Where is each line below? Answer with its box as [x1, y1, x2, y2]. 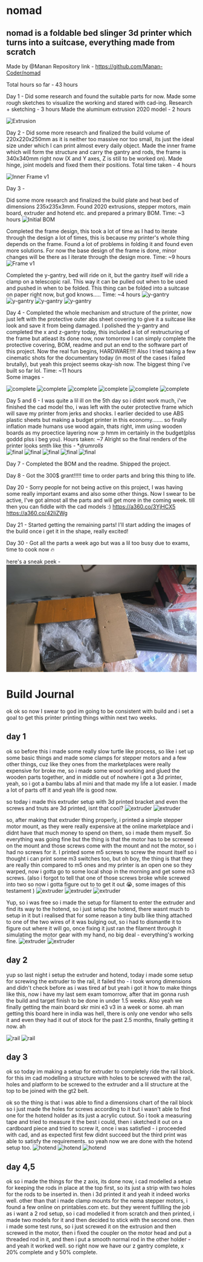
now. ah [6, 1023, 26, 1030]
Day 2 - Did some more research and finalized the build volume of [6, 129, 170, 136]
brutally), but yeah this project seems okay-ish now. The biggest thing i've [6, 361, 191, 367]
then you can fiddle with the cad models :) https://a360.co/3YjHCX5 [6, 503, 176, 510]
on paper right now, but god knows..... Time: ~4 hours [6, 291, 141, 298]
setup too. [6, 1144, 32, 1152]
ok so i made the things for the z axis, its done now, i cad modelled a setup [6, 1178, 192, 1185]
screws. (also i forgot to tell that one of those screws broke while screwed [6, 874, 190, 881]
